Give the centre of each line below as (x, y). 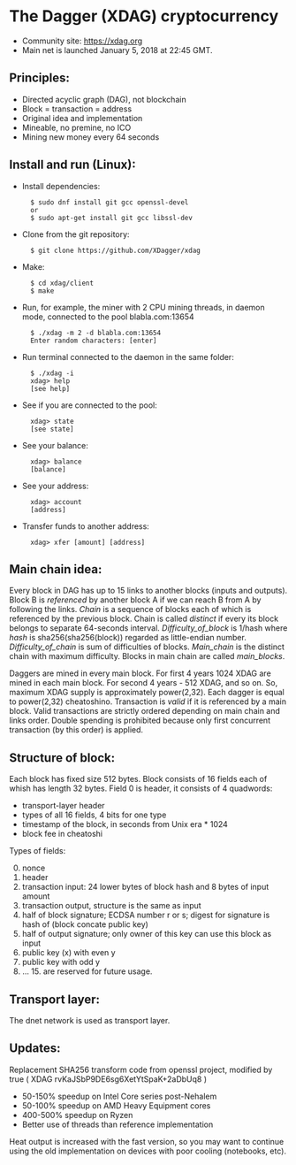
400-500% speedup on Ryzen (77, 1115)
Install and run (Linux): (72, 165)
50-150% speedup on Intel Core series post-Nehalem (119, 1096)
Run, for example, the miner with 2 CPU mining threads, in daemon (143, 307)
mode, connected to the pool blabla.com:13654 (108, 317)
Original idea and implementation (82, 118)
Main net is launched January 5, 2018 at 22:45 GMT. (117, 50)
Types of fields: (38, 851)
